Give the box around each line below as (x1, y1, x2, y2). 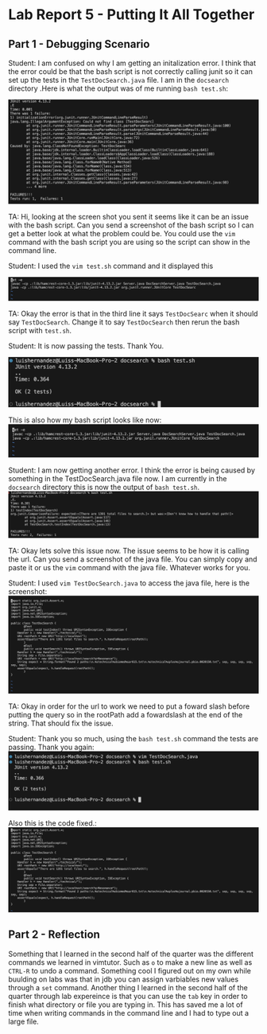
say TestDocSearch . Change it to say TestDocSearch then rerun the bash (8, 317, 240, 327)
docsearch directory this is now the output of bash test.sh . (8, 483, 200, 492)
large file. (8, 1017, 40, 1026)
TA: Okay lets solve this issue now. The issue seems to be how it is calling (8, 546, 250, 555)
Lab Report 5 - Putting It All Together (8, 6, 255, 24)
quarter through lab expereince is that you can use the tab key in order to (8, 991, 248, 1001)
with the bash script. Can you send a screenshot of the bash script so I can (8, 220, 254, 230)
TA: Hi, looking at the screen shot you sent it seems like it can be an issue (8, 212, 249, 221)
